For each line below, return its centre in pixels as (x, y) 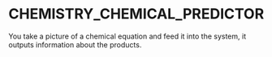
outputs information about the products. (75, 44)
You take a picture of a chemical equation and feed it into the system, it (127, 36)
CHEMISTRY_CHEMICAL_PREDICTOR (136, 14)
